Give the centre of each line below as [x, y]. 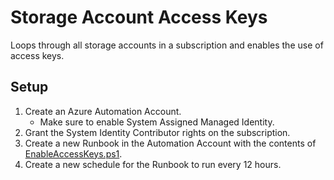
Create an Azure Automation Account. [103, 111]
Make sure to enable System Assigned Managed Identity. [157, 122]
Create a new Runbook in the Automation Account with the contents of [170, 143]
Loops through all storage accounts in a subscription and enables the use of [167, 45]
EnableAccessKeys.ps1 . [73, 153]
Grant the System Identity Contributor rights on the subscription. [157, 132]
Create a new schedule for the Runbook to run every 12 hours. [153, 164]
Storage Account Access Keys [139, 17]
